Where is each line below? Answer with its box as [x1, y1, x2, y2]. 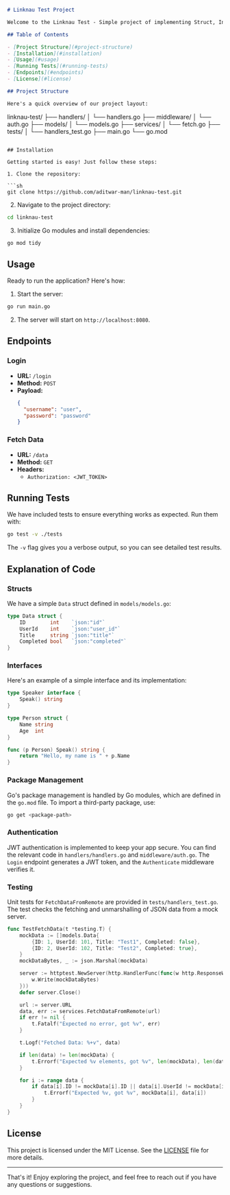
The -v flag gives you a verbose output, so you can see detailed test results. [7, 543, 222, 552]
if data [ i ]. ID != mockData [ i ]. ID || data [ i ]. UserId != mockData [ [31, 1083, 222, 1090]
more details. [7, 1153, 44, 1161]
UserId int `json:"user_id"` [19, 625, 121, 632]
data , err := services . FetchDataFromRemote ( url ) [19, 1008, 161, 1015]
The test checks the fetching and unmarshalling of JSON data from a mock [7, 905, 218, 913]
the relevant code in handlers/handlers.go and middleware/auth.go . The [7, 851, 210, 859]
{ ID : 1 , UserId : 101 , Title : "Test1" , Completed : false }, [31, 938, 201, 945]
